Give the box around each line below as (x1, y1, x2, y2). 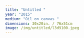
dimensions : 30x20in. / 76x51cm (5, 21, 72, 26)
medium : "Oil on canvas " (5, 16, 59, 21)
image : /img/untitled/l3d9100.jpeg (5, 26, 79, 31)
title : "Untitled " (5, 7, 46, 12)
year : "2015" (5, 12, 32, 17)
